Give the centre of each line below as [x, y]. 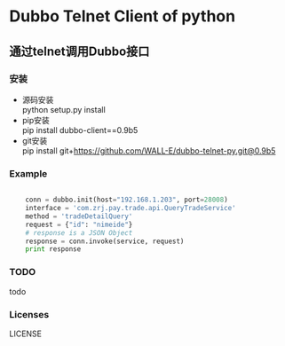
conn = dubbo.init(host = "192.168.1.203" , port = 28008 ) [127, 200]
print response [53, 249]
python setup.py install [64, 109]
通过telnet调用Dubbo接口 [79, 51]
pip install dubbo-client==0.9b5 [80, 130]
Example [28, 173]
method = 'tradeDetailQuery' [79, 216]
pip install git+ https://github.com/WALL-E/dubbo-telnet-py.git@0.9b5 [149, 150]
